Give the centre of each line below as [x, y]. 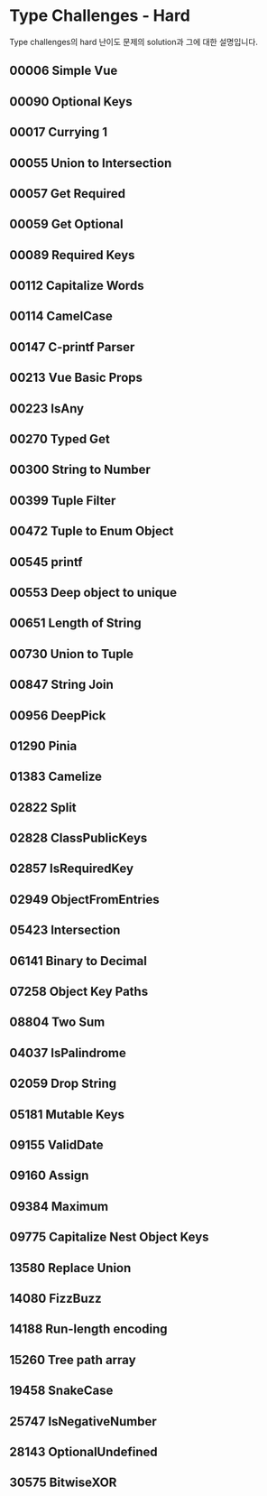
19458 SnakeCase [61, 1391]
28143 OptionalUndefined [83, 1451]
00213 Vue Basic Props [76, 378]
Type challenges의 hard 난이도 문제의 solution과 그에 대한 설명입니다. [134, 42]
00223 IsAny [46, 409]
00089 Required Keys [72, 255]
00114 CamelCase [61, 316]
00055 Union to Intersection [91, 163]
